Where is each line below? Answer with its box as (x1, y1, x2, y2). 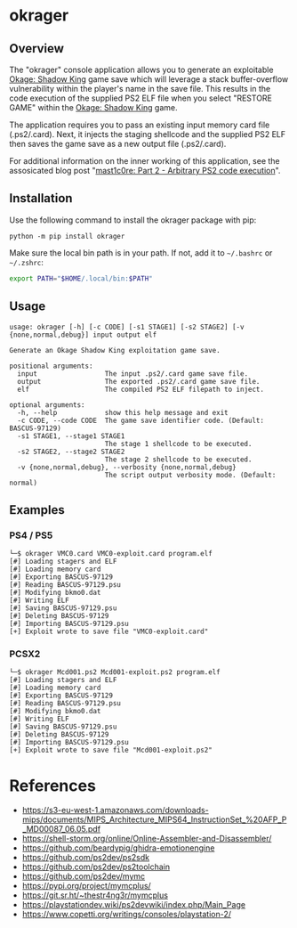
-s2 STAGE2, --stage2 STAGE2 (17, 447, 125, 456)
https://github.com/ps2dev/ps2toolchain (21, 861, 171, 873)
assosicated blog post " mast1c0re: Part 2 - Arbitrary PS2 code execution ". (9, 166, 281, 175)
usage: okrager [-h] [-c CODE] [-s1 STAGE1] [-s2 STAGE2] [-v (9, 322, 245, 331)
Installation (9, 191, 73, 206)
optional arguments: (9, 400, 86, 410)
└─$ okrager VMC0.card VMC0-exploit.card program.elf (9, 549, 213, 558)
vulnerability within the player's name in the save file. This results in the (9, 84, 271, 94)
